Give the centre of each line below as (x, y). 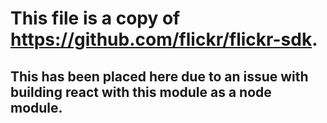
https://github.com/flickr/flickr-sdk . (164, 39)
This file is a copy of (95, 18)
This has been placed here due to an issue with (159, 76)
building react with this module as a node (141, 92)
